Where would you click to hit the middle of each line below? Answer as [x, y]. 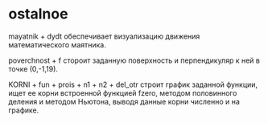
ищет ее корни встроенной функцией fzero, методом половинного [123, 92]
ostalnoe [38, 14]
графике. [24, 110]
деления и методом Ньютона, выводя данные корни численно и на [124, 101]
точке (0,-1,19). [33, 68]
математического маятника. [58, 44]
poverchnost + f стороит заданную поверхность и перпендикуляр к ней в [134, 60]
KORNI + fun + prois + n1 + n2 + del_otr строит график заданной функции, [133, 84]
